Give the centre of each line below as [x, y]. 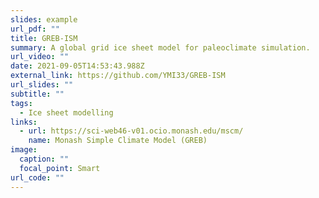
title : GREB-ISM [44, 38]
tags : [21, 103]
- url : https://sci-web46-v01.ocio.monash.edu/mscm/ [131, 131]
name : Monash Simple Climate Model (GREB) [118, 141]
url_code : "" [37, 177]
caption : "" [44, 159]
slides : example [44, 19]
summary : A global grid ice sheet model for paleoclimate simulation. [160, 47]
